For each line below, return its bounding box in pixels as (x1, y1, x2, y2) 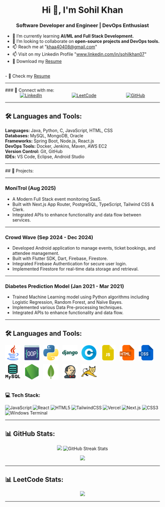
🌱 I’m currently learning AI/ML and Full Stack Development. (12, 33, 134, 39)
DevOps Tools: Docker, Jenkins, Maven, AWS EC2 (5, 143, 107, 149)
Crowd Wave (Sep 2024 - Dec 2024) (5, 234, 93, 241)
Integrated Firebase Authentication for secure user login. (12, 260, 127, 266)
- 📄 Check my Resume (5, 73, 51, 79)
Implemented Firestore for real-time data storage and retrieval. (12, 266, 139, 272)
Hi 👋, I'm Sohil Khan (41, 4, 124, 16)
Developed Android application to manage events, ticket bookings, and (12, 245, 156, 251)
